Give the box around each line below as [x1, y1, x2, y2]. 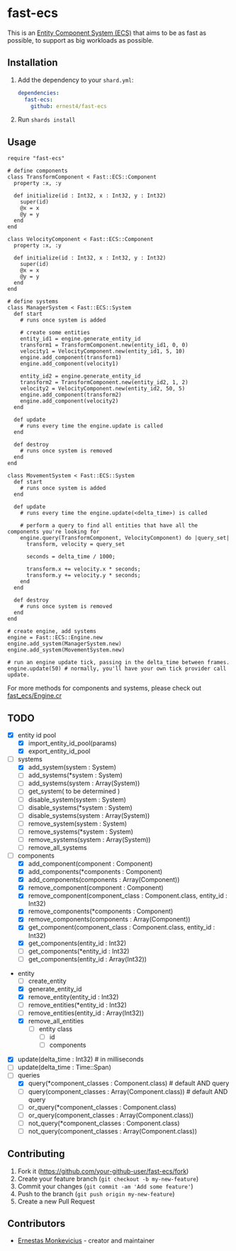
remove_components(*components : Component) [28, 907, 174, 915]
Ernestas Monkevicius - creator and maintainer [17, 1236, 154, 1245]
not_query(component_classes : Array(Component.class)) [28, 1127, 197, 1135]
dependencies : [17, 89, 60, 97]
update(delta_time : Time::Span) [17, 1063, 111, 1072]
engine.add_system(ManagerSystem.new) [7, 640, 122, 648]
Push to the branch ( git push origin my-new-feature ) [17, 1189, 175, 1198]
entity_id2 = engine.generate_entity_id [20, 373, 141, 380]
